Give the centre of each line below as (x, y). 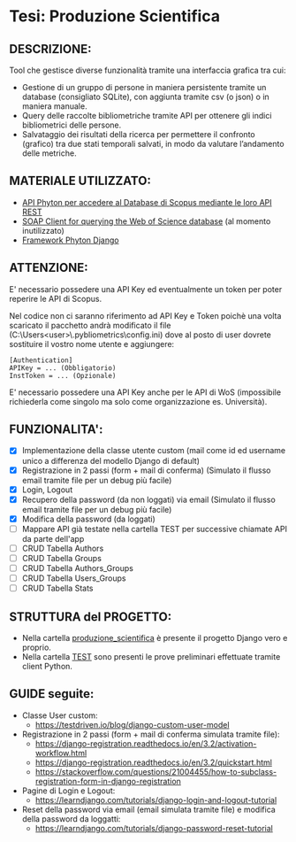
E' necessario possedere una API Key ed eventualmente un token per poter (146, 289)
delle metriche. (49, 153)
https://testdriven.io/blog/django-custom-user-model (132, 724)
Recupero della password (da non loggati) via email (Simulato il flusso (148, 499)
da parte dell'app (53, 538)
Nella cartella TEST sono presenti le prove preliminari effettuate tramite (151, 656)
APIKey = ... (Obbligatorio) (63, 368)
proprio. (36, 647)
